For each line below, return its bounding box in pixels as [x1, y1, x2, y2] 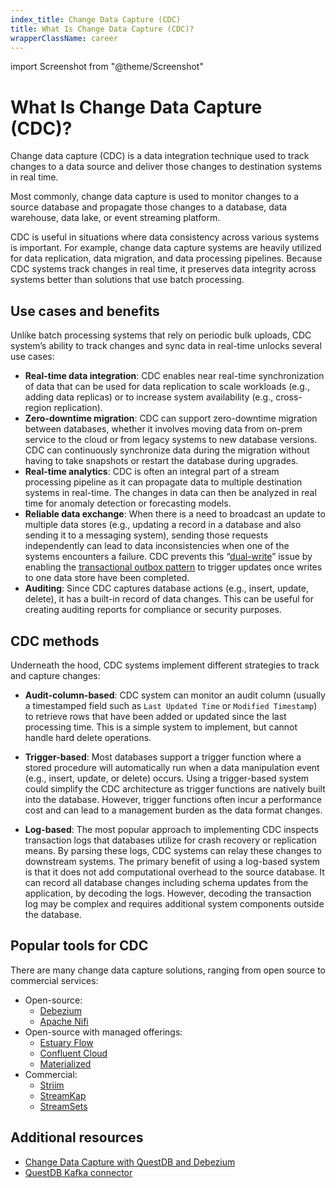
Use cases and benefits [10, 302, 160, 320]
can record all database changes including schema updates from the [24, 876, 309, 888]
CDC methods [10, 632, 100, 650]
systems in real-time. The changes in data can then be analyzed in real [24, 487, 317, 499]
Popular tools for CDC [10, 937, 149, 955]
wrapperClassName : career [10, 33, 118, 43]
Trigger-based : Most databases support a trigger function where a [24, 751, 302, 763]
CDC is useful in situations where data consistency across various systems [10, 231, 320, 243]
